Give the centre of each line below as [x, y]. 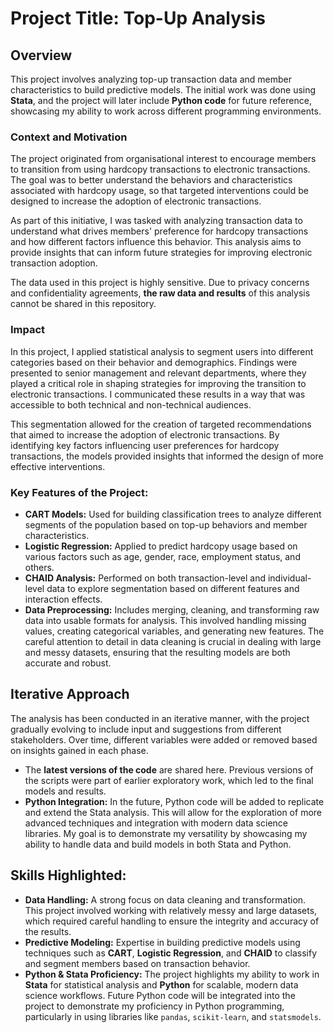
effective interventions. [58, 466]
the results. [48, 931]
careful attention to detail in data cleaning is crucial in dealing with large [173, 641]
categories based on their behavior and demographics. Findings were [154, 362]
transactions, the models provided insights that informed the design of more [167, 456]
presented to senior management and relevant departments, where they [158, 373]
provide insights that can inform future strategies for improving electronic [161, 253]
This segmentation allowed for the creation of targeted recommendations [161, 424]
